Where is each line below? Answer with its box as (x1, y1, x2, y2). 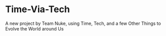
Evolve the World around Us (5, 25, 64, 31)
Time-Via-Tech (5, 4, 70, 15)
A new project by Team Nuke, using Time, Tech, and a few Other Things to (5, 20, 161, 26)
